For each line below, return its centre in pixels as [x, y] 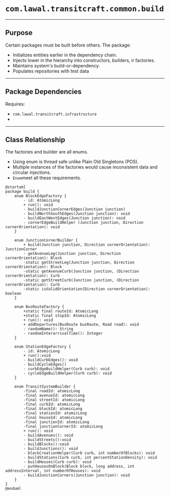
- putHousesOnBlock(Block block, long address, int [79, 467]
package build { [22, 192]
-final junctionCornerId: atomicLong [63, 427]
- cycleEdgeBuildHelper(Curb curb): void [68, 373]
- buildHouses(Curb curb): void [58, 462]
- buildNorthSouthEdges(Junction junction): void [77, 214]
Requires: [15, 104]
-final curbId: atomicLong [52, 404]
